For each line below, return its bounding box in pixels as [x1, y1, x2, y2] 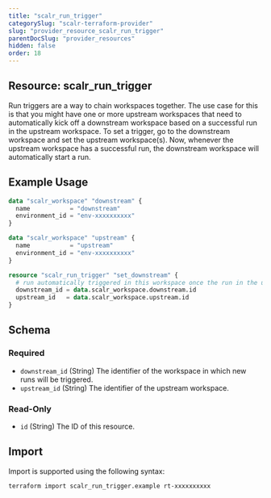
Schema [8, 324, 51, 337]
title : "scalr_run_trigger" [8, 11, 103, 20]
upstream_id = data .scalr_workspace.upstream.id [15, 294, 190, 302]
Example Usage [8, 175, 89, 190]
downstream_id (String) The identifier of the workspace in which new [19, 366, 247, 375]
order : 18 [8, 49, 42, 57]
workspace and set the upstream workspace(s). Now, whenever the [8, 135, 234, 144]
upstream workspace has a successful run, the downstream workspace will [8, 143, 260, 153]
